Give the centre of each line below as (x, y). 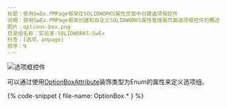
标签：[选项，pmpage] (36, 40)
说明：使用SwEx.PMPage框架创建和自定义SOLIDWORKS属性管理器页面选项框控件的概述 (113, 20)
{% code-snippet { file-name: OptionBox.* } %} (76, 96)
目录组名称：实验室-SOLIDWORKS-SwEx (56, 33)
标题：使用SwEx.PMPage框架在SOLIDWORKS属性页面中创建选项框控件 (93, 14)
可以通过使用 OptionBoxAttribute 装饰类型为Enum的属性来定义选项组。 (108, 82)
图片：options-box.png (39, 27)
